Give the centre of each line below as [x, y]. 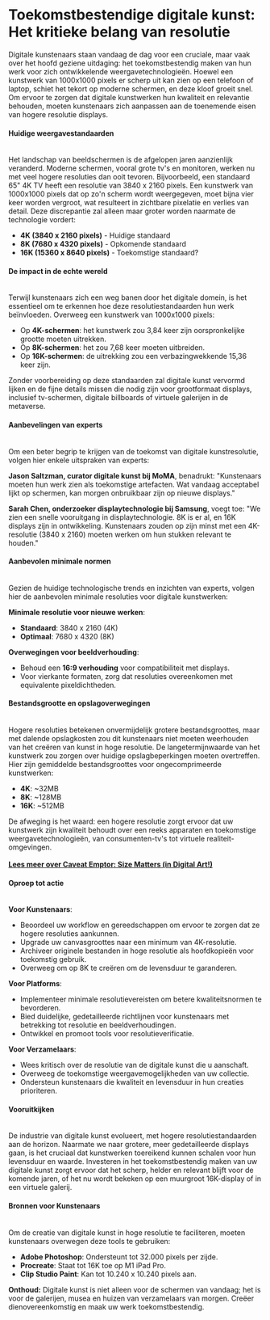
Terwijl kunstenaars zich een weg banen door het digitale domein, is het [128, 297]
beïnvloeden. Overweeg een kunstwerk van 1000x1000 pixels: [112, 315]
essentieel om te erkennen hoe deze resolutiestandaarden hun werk [121, 306]
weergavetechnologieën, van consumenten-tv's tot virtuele [107, 838]
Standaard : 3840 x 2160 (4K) [69, 627]
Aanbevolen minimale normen [60, 561]
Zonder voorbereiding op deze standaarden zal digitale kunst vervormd [127, 381]
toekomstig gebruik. [53, 959]
